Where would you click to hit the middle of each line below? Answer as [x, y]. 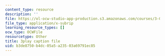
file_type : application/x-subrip [39, 23]
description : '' [22, 14]
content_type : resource [29, 9]
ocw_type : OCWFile [24, 32]
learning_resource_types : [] [35, 28]
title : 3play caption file [33, 41]
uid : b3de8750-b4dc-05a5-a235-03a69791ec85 [50, 46]
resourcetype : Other [26, 37]
